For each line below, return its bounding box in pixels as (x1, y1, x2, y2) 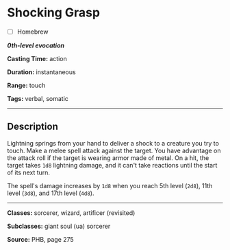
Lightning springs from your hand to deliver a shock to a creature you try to (7, 139, 219, 147)
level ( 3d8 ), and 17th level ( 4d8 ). (7, 189, 94, 197)
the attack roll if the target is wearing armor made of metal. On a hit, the (7, 153, 209, 162)
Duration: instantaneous (7, 68, 77, 76)
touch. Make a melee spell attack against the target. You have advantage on (7, 146, 221, 155)
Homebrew (16, 27, 49, 36)
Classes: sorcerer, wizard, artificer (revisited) (7, 208, 136, 217)
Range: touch (7, 81, 46, 89)
